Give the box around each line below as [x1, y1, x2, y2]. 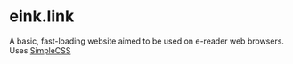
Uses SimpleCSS [9, 44, 71, 55]
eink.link [9, 6, 75, 27]
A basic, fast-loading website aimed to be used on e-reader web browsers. [9, 36, 285, 46]
